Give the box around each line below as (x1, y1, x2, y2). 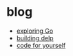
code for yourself (16, 41, 66, 49)
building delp (16, 33, 54, 42)
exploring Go (16, 27, 54, 35)
